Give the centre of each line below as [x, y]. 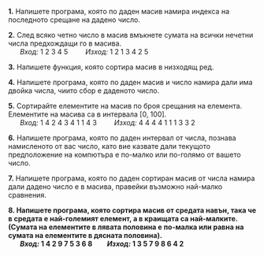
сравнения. [28, 195]
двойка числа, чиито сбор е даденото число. [84, 91]
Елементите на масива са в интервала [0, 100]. [87, 114]
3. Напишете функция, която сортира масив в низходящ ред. [111, 67]
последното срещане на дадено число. [74, 20]
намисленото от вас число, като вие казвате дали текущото [110, 146]
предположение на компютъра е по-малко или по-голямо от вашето [125, 154]
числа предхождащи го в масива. [65, 43]
